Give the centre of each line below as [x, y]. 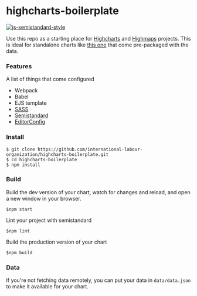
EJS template [30, 103]
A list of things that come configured [50, 79]
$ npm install [23, 165]
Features [19, 66]
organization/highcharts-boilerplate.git [57, 154]
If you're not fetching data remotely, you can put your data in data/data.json [98, 280]
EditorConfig [30, 122]
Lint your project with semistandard [49, 220]
